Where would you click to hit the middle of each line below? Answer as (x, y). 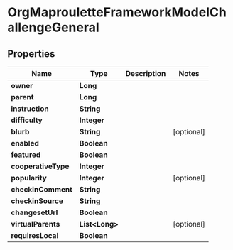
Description (146, 74)
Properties (31, 54)
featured (26, 155)
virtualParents (36, 224)
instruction (30, 109)
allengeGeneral (53, 27)
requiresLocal (35, 235)
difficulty (27, 120)
